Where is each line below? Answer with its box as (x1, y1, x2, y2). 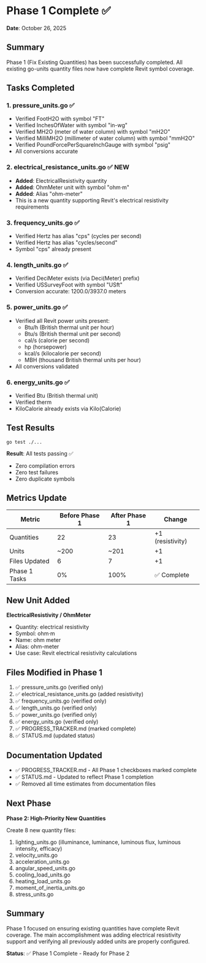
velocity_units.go (15, 851, 58, 859)
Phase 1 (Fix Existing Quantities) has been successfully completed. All (6, 58, 183, 66)
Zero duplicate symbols (15, 475, 75, 482)
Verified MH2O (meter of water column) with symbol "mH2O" (15, 128, 170, 136)
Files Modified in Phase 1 (6, 667, 103, 678)
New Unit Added (6, 595, 71, 605)
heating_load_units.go (15, 877, 71, 884)
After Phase (110, 511, 146, 519)
